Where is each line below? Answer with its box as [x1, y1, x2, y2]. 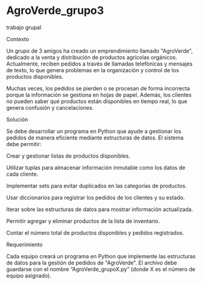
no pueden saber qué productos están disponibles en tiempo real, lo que [6, 98, 187, 105]
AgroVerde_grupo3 [6, 4, 104, 18]
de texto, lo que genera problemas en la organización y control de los [6, 66, 180, 73]
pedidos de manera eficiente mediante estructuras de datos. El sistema [6, 134, 184, 141]
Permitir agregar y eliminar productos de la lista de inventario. [6, 217, 160, 224]
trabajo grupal [6, 24, 42, 31]
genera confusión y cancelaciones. [6, 104, 94, 111]
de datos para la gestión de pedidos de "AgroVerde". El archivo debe [6, 259, 177, 266]
